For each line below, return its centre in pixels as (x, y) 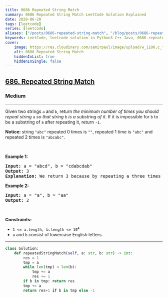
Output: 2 (17, 200)
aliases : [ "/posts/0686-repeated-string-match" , (57, 33)
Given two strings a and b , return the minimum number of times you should (82, 111)
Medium (15, 96)
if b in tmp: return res (49, 281)
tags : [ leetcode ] (23, 24)
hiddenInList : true (34, 56)
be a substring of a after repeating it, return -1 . (53, 122)
